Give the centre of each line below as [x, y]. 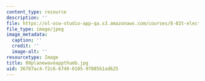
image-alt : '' [30, 52]
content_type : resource [37, 12]
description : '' [27, 18]
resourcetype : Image [33, 57]
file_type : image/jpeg [35, 29]
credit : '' [26, 46]
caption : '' [27, 40]
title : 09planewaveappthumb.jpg [47, 63]
